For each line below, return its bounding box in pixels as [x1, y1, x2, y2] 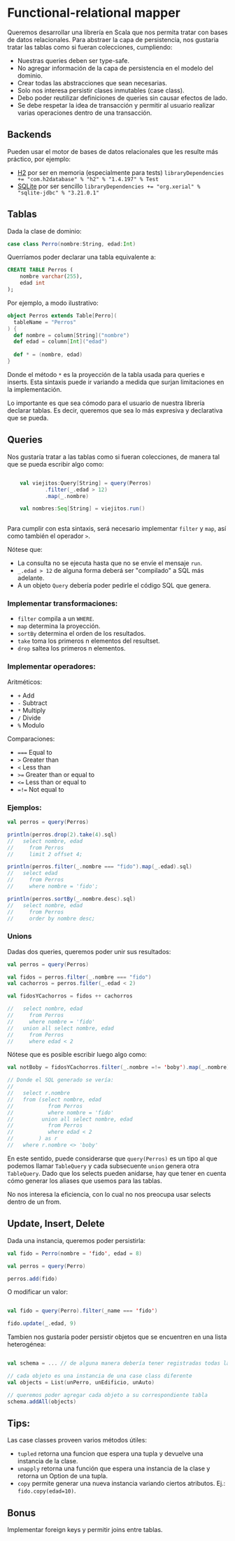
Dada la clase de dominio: [7, 227, 82, 235]
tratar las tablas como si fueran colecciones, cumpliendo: [7, 43, 173, 51]
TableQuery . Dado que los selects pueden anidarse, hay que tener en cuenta [7, 1169, 227, 1177]
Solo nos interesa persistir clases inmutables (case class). [17, 86, 185, 94]
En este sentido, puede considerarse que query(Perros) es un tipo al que [7, 1154, 218, 1163]
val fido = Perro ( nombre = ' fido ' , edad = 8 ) [7, 1250, 143, 1257]
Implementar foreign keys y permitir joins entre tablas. [7, 1526, 163, 1534]
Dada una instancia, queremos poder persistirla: [7, 1236, 145, 1244]
